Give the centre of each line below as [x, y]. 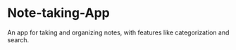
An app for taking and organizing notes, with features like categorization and [118, 32]
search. [18, 39]
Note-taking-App [59, 13]
